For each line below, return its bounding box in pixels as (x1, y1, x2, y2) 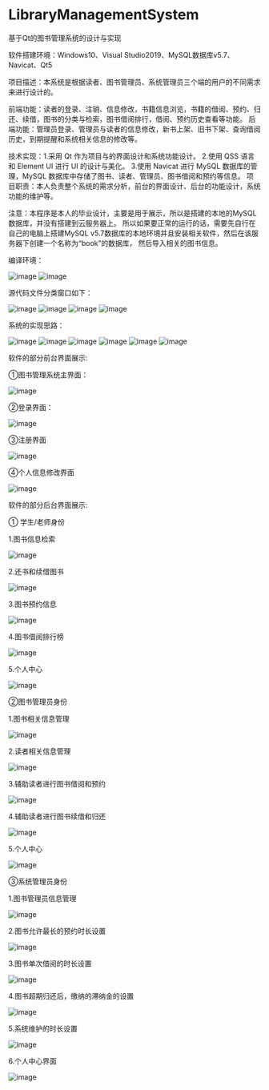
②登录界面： (8, 402, 54, 412)
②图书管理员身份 (8, 697, 68, 706)
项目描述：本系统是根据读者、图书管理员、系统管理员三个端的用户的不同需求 (8, 77, 261, 86)
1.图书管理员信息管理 (8, 893, 77, 903)
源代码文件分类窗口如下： (8, 288, 93, 297)
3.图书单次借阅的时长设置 (8, 959, 92, 968)
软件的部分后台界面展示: (8, 500, 88, 509)
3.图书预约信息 (8, 599, 58, 609)
